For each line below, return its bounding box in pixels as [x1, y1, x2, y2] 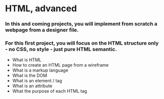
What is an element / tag [12, 78, 63, 84]
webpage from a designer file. [5, 26, 79, 33]
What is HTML [12, 57, 41, 63]
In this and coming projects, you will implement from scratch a [5, 21, 158, 27]
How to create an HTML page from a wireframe [12, 62, 109, 68]
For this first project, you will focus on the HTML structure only [5, 40, 159, 47]
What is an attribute [12, 83, 53, 89]
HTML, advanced [5, 3, 77, 14]
